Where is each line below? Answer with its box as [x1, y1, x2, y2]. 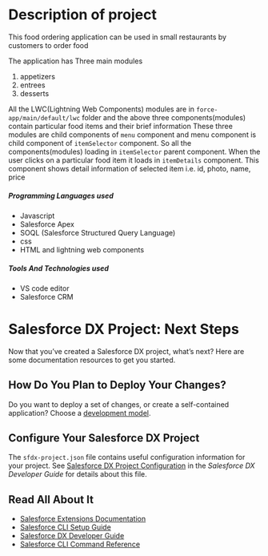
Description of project [8, 6, 158, 24]
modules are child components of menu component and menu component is [8, 130, 257, 139]
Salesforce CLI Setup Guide [19, 522, 112, 532]
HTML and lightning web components [19, 244, 145, 254]
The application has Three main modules [8, 56, 143, 66]
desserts [19, 88, 50, 98]
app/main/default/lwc [8, 114, 81, 122]
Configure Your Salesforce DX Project [8, 431, 200, 445]
